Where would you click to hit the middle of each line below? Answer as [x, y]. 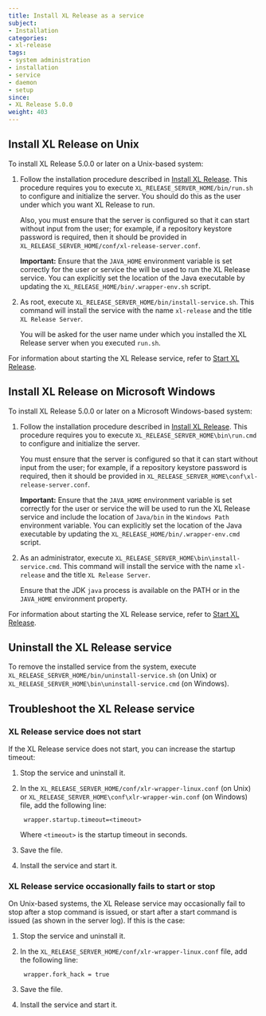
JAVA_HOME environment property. [73, 599]
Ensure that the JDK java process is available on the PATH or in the [130, 590]
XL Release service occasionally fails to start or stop [112, 887]
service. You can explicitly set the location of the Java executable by [132, 278]
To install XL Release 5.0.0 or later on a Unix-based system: [106, 164]
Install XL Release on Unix [74, 144]
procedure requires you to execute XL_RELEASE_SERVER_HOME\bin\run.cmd [138, 435]
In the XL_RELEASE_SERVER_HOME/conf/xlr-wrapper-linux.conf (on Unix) [135, 789]
